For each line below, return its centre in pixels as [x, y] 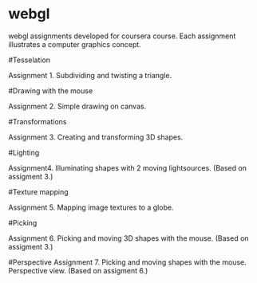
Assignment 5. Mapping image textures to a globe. [91, 207]
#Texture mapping [39, 191]
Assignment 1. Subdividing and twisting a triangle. [90, 75]
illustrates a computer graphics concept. [75, 44]
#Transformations [38, 121]
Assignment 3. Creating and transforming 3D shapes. [96, 137]
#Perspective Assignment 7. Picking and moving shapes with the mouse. [127, 262]
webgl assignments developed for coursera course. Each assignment [122, 36]
